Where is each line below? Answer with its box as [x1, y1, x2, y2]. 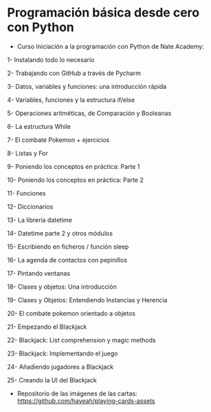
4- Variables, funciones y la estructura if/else [7, 95, 135, 104]
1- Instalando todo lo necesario [7, 55, 95, 63]
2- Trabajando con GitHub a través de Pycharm [7, 69, 141, 77]
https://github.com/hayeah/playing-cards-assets [16, 396, 155, 404]
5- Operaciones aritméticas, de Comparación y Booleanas [7, 109, 172, 117]
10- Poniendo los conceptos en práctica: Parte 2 [7, 176, 144, 184]
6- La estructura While [7, 122, 71, 130]
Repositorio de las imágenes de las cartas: [16, 389, 137, 398]
